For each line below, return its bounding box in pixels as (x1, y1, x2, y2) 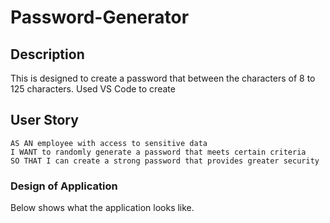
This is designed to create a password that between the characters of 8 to (10, 72, 316, 84)
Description (10, 46, 85, 63)
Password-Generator (10, 6, 190, 29)
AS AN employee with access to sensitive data (10, 138, 208, 148)
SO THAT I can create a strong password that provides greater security (10, 156, 320, 166)
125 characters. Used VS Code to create (10, 83, 176, 95)
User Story (10, 112, 79, 129)
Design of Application (10, 179, 118, 193)
